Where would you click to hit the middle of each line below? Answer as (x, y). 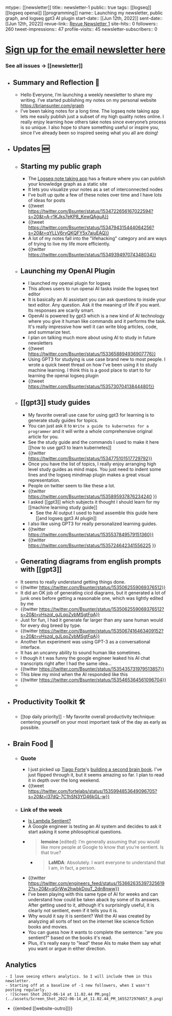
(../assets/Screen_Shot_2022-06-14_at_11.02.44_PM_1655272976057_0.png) (84, 999)
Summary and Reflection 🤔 (56, 82)
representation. (44, 480)
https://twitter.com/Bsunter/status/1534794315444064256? (91, 228)
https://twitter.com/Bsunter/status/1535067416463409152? (101, 631)
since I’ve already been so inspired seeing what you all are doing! (89, 133)
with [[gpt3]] (41, 569)
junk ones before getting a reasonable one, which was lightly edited (92, 598)
